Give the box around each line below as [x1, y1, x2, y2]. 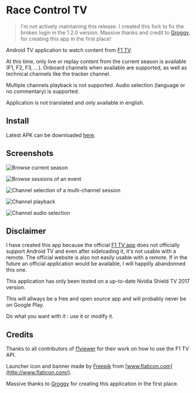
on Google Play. [6, 301, 44, 308]
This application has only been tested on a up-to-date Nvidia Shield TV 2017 [6, 278, 190, 285]
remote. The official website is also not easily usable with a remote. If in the [6, 254, 188, 261]
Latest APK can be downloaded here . [6, 131, 96, 138]
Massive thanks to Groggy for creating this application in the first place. [6, 380, 178, 387]
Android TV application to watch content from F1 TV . [6, 46, 132, 53]
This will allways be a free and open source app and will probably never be [6, 295, 187, 302]
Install [6, 116, 29, 126]
